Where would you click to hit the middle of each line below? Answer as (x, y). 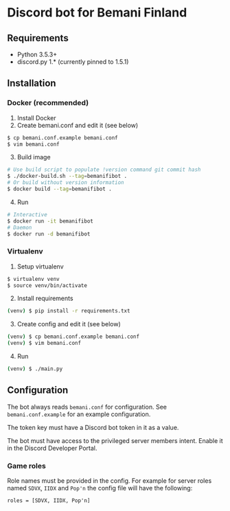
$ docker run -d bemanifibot (49, 234)
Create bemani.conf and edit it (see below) (78, 125)
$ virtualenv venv (33, 279)
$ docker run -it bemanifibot (50, 221)
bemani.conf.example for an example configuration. (79, 414)
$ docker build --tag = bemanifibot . (59, 189)
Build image (34, 157)
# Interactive (27, 214)
